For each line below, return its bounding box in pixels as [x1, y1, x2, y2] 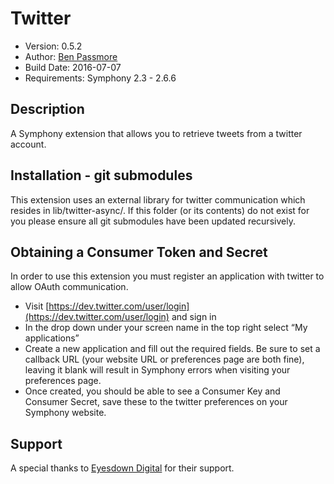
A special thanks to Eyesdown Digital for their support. [10, 462, 235, 474]
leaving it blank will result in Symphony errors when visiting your [24, 364, 291, 376]
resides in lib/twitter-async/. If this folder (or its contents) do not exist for [10, 204, 310, 216]
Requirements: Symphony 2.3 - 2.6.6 [24, 72, 177, 84]
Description [10, 101, 85, 118]
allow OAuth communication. [10, 281, 129, 293]
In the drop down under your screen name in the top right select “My [24, 322, 308, 334]
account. [10, 138, 47, 150]
